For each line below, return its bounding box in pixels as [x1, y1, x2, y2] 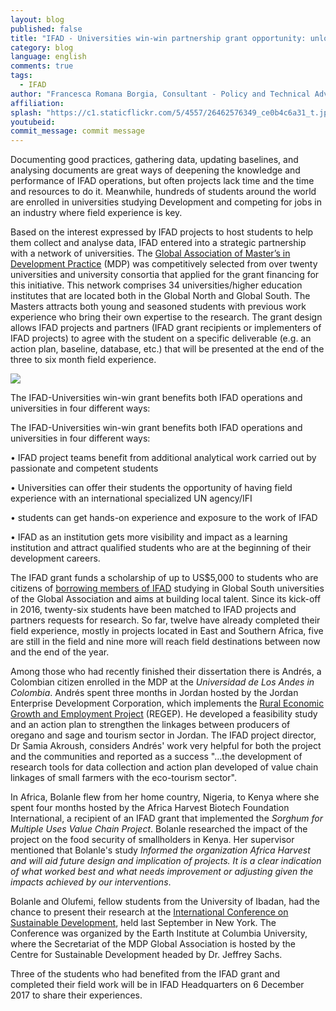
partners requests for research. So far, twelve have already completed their [10, 614, 321, 626]
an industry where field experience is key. [10, 207, 183, 219]
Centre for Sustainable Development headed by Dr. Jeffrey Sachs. [10, 949, 283, 961]
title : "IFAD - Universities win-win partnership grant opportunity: [10, 33, 307, 43]
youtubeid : [10, 117, 56, 127]
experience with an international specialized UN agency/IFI [10, 492, 253, 505]
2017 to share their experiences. [10, 989, 143, 1001]
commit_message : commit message [10, 126, 145, 136]
